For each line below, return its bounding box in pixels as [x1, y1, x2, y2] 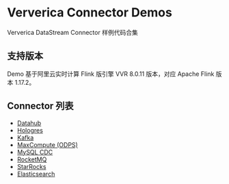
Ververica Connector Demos [7, 5, 172, 21]
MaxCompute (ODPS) [16, 140, 79, 148]
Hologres [16, 126, 43, 134]
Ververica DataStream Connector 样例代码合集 [7, 28, 138, 36]
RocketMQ [16, 155, 47, 163]
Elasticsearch [16, 170, 55, 178]
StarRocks [16, 162, 46, 170]
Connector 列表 [7, 101, 74, 112]
